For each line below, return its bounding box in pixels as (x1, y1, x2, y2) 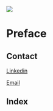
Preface (6, 27, 47, 41)
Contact (6, 51, 38, 61)
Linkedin (6, 67, 28, 74)
